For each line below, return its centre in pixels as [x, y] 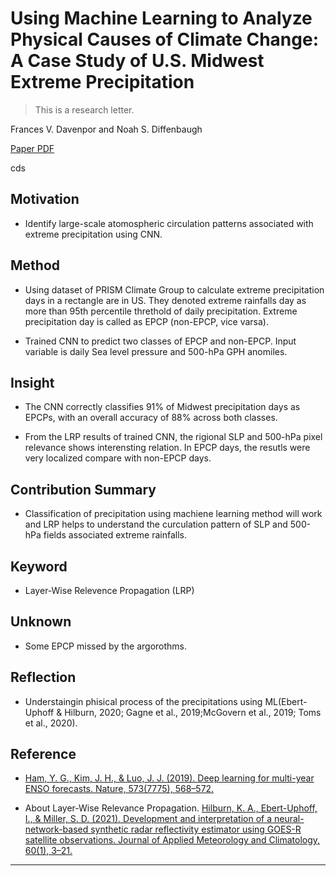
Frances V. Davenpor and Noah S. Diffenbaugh [106, 129]
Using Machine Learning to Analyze [161, 18]
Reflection [43, 677]
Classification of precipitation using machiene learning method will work [173, 514]
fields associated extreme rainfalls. [115, 535]
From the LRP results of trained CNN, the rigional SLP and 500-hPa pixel [173, 437]
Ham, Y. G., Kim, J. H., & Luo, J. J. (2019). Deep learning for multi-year [169, 778]
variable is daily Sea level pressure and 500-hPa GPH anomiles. [156, 351]
